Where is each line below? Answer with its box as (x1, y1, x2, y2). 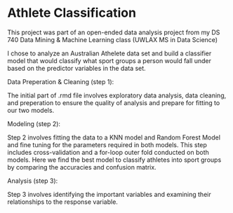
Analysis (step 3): (7, 177, 58, 185)
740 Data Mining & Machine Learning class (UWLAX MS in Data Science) (7, 35, 218, 43)
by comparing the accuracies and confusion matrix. (7, 163, 157, 171)
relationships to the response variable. (7, 198, 118, 206)
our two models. (7, 106, 55, 114)
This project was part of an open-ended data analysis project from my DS (7, 28, 220, 36)
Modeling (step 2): (7, 119, 61, 128)
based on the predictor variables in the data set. (7, 64, 146, 72)
